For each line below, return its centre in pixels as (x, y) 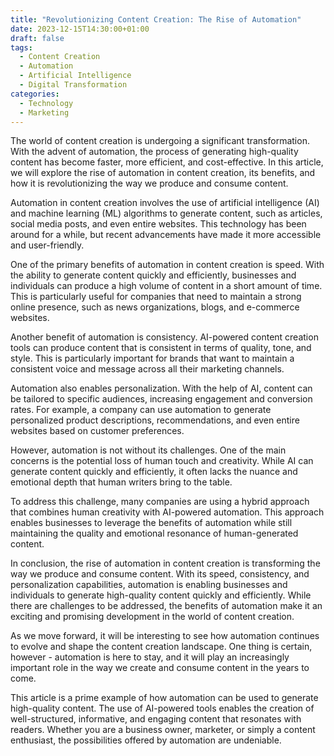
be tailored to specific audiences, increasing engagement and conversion (161, 399)
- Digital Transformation (73, 85)
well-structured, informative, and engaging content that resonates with (156, 719)
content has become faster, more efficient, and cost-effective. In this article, (167, 162)
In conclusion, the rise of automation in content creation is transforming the (165, 563)
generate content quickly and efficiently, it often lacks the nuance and (154, 472)
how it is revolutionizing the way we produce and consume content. (149, 183)
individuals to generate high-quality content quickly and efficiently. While (161, 595)
